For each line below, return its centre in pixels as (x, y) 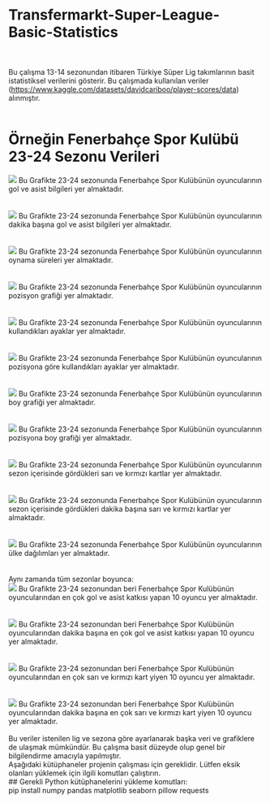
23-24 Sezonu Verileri (84, 157)
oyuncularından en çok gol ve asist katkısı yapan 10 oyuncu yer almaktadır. (133, 597)
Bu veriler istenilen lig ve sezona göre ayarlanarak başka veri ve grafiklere (132, 738)
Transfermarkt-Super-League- (114, 15)
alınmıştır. (24, 98)
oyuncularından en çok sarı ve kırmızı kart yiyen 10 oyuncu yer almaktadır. (132, 677)
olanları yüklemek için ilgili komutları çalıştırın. (84, 773)
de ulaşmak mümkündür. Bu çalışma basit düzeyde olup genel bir (117, 747)
